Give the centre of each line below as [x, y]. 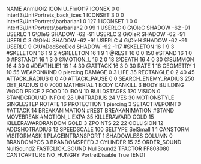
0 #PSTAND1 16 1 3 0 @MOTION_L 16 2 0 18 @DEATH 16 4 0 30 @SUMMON [100, 60]
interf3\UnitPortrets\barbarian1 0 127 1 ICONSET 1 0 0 [72, 21]
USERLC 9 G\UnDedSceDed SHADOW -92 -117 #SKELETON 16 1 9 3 [90, 47]
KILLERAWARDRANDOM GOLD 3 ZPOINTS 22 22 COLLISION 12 [85, 123]
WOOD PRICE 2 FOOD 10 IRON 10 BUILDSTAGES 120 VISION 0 [83, 91]
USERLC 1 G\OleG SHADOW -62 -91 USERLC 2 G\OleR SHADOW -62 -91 [96, 34]
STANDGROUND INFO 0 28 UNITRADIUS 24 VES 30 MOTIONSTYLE [90, 98]
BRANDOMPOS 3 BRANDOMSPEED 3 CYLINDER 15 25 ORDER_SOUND [94, 142]
